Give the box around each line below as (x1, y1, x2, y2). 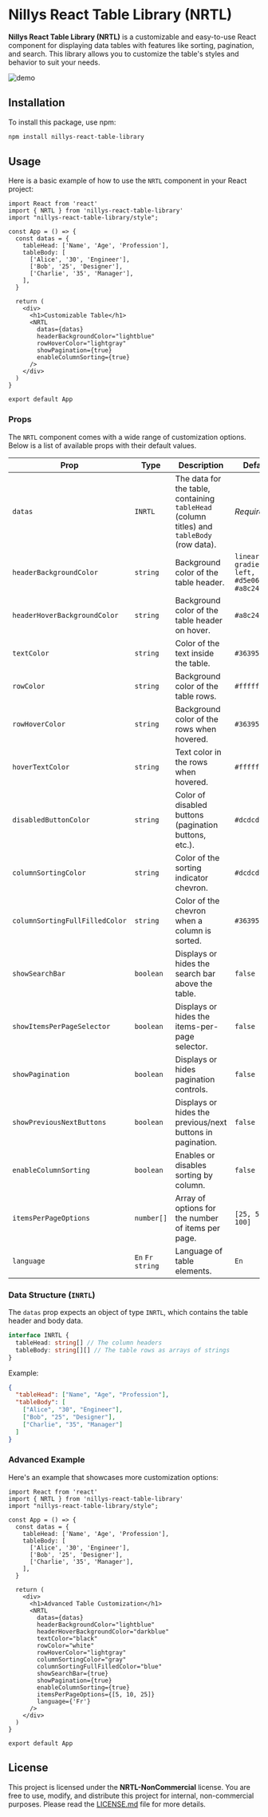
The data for (175, 473, 222, 484)
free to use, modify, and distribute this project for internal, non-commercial (8, 1791, 254, 1800)
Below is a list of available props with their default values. (8, 441, 197, 450)
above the (175, 978, 213, 989)
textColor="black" (37, 1634, 98, 1642)
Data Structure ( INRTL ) (8, 1289, 96, 1300)
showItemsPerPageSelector (12, 1022, 111, 1031)
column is (175, 924, 211, 936)
